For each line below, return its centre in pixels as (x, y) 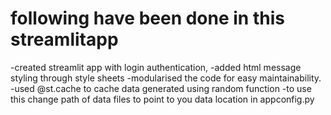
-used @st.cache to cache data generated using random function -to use (161, 88)
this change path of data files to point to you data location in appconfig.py (162, 99)
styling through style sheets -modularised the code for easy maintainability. (166, 78)
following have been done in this (147, 18)
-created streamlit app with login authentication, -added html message (156, 67)
